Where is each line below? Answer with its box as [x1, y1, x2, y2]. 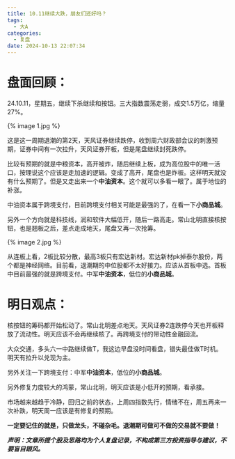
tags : [7, 17, 23, 24]
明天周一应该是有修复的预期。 [31, 406, 117, 414]
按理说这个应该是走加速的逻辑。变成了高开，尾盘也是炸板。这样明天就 [19, 168, 220, 176]
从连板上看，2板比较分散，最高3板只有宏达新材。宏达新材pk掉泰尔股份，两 [7, 252, 223, 260]
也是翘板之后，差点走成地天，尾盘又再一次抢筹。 [19, 224, 160, 232]
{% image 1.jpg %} [7, 121, 60, 130]
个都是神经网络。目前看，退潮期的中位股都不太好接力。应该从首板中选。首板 [7, 260, 227, 269]
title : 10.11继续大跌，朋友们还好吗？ [7, 10, 107, 17]
